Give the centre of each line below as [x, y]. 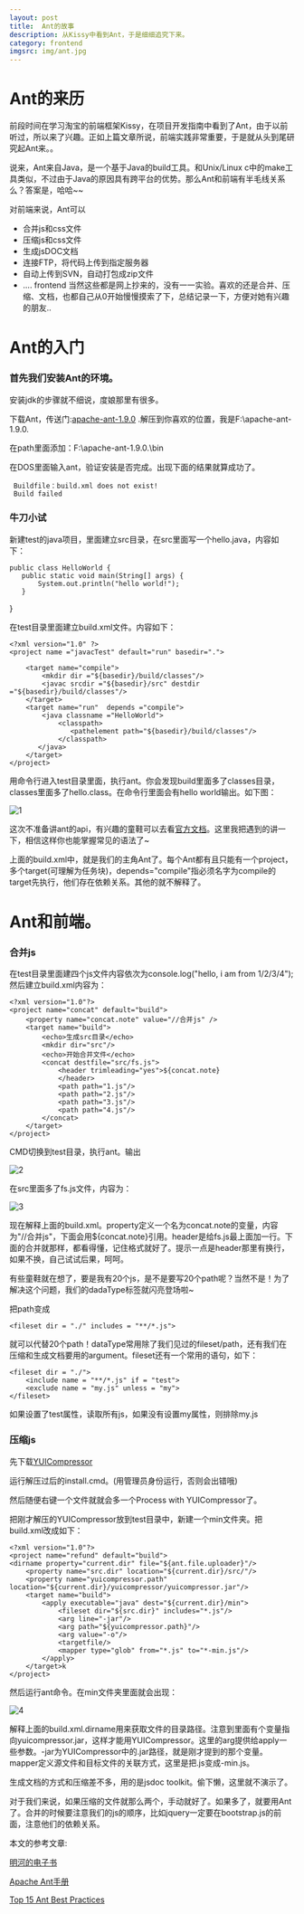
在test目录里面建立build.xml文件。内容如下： [93, 627]
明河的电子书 [33, 1862]
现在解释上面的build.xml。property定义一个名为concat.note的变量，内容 [144, 1226]
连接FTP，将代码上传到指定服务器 [85, 262]
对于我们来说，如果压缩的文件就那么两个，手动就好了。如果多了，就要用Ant [151, 1801]
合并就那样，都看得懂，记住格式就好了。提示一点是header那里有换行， [157, 1248]
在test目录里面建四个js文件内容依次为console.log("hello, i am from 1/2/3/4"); [152, 974]
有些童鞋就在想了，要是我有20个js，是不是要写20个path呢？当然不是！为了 [149, 1279]
